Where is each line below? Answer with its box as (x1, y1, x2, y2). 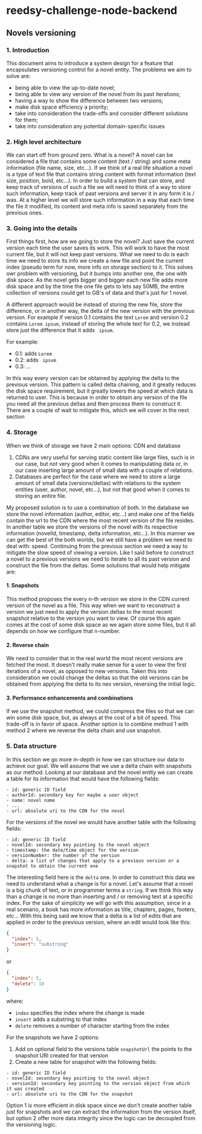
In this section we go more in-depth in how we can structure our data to (6, 756, 185, 763)
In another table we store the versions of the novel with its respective (6, 523, 178, 530)
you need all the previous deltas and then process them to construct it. (6, 400, 182, 408)
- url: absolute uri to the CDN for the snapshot (6, 1091, 134, 1097)
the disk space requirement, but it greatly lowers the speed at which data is (6, 387, 194, 395)
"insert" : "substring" (11, 941, 69, 947)
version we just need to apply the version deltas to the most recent (6, 608, 172, 615)
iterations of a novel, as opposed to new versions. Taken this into (6, 668, 168, 675)
